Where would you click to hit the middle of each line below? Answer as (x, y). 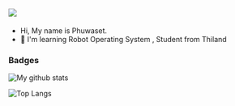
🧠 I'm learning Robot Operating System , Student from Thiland (123, 39)
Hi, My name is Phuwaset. (64, 30)
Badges (23, 60)
